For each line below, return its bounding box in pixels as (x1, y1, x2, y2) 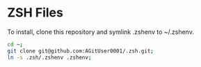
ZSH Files (7, 5, 64, 21)
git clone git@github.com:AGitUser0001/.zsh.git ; (7, 47, 154, 55)
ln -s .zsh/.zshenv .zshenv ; (7, 54, 92, 61)
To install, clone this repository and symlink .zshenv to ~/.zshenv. (7, 28, 195, 36)
